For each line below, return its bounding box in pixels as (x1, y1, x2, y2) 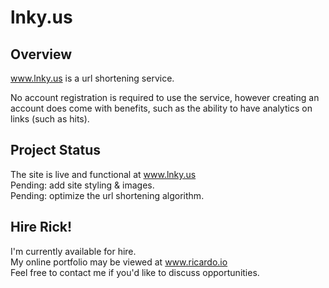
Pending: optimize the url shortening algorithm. (10, 189, 205, 201)
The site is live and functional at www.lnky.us (10, 168, 197, 180)
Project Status (10, 142, 102, 159)
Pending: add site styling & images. (10, 179, 155, 191)
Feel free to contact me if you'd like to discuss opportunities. (10, 266, 260, 278)
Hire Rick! (10, 219, 73, 236)
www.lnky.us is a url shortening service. (10, 72, 175, 84)
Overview (10, 46, 73, 63)
